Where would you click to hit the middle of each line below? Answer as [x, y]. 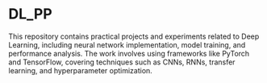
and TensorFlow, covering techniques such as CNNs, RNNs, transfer [122, 62]
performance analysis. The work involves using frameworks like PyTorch [129, 53]
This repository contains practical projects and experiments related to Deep [134, 36]
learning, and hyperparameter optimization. [81, 70]
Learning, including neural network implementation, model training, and [127, 44]
